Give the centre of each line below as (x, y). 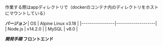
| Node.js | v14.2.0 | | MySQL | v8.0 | (41, 29)
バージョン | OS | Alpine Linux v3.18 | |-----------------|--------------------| (81, 23)
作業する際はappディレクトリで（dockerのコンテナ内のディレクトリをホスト (82, 7)
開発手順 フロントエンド (29, 39)
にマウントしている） (26, 13)
